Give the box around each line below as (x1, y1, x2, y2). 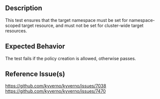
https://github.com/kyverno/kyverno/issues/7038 (5, 83, 106, 89)
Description (5, 4, 42, 12)
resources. (5, 27, 27, 34)
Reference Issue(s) (5, 70, 66, 79)
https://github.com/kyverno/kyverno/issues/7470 (5, 88, 106, 94)
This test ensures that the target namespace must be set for (5, 17, 128, 23)
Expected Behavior (5, 42, 66, 51)
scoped (5, 22, 21, 28)
